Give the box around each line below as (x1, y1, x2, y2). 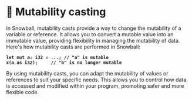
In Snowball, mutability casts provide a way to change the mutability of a (6, 25, 181, 32)
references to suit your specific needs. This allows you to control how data (6, 76, 187, 83)
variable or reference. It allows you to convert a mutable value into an (6, 30, 174, 37)
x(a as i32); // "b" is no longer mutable (6, 60, 122, 65)
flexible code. (6, 88, 39, 95)
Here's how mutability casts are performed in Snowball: (6, 43, 141, 50)
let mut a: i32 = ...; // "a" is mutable (6, 54, 109, 60)
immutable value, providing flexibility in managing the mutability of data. (6, 37, 180, 44)
